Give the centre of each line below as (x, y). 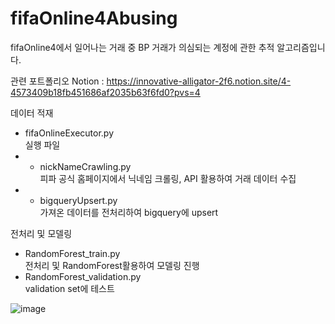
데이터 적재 (32, 113)
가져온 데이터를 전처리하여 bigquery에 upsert (129, 212)
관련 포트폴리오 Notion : (57, 81)
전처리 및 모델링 (41, 233)
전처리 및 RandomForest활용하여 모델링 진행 (112, 265)
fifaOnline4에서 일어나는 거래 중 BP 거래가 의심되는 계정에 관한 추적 (142, 47)
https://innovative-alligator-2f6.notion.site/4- (199, 81)
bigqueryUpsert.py (78, 200)
